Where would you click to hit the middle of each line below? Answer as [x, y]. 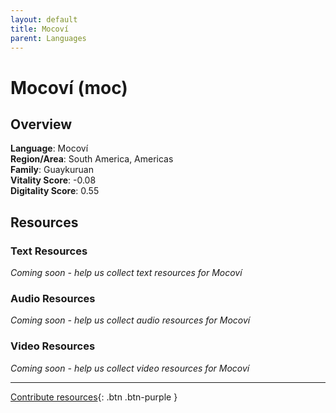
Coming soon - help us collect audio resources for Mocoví [130, 320]
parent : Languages [48, 38]
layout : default [44, 19]
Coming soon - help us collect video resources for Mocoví [130, 368]
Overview [41, 124]
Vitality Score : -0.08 [53, 180]
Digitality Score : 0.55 [55, 191]
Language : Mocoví [49, 148]
